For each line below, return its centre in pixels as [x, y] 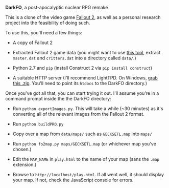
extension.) [25, 164]
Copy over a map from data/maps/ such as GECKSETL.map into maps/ [82, 134]
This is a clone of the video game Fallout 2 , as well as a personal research [83, 17]
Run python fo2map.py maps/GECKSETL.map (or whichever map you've [84, 144]
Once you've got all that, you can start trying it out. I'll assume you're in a [82, 93]
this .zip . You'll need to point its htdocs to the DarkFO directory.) [80, 83]
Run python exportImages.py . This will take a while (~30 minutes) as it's [88, 109]
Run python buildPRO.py [38, 124]
